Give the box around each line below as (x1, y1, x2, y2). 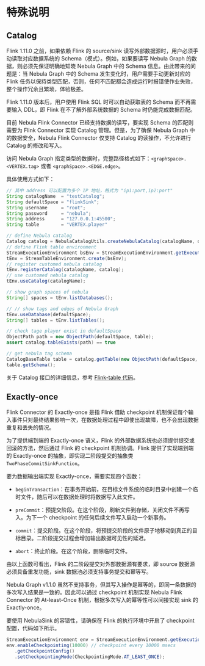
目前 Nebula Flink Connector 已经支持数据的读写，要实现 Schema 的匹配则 (6, 119, 194, 126)
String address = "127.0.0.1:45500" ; (6, 216, 116, 222)
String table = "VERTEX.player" (6, 222, 108, 228)
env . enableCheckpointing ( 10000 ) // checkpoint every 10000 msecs (6, 642, 176, 649)
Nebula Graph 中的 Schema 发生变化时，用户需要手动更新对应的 (29, 70, 191, 77)
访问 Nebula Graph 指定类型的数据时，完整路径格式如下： (6, 155, 151, 162)
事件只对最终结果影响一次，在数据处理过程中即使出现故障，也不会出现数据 (11, 416, 199, 424)
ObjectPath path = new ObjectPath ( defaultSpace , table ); (6, 334, 154, 340)
